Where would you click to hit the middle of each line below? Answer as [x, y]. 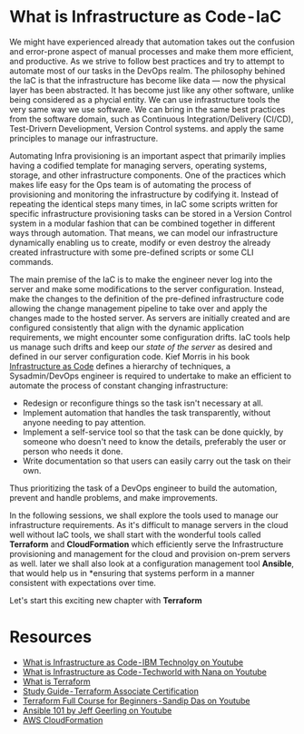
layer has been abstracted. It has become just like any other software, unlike [152, 90]
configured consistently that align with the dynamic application [127, 328]
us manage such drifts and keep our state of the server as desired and [141, 347]
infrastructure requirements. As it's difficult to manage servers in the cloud [149, 524]
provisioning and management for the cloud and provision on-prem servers [150, 553]
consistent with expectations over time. [83, 582]
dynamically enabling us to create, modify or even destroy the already [140, 242]
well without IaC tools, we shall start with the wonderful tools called [135, 534]
